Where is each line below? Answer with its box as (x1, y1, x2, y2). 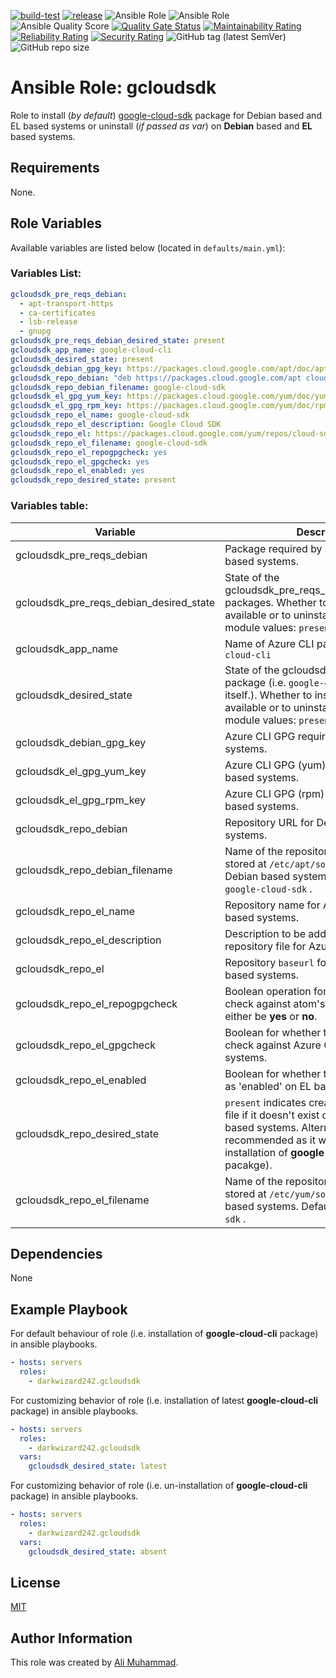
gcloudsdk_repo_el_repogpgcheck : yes (10, 447, 168, 457)
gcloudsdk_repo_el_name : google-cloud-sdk (10, 410, 190, 420)
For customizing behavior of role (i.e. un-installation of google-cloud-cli (10, 1480, 308, 1492)
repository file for (224, 939, 307, 953)
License (10, 1574, 61, 1591)
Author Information (10, 1630, 133, 1647)
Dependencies (10, 1245, 103, 1262)
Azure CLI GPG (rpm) (224, 786, 325, 800)
